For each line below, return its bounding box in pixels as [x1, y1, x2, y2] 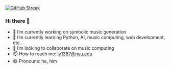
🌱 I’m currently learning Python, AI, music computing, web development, [12, 34, 165, 41]
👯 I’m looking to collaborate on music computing [12, 45, 114, 51]
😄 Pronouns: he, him [12, 58, 57, 64]
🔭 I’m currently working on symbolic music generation [12, 29, 127, 35]
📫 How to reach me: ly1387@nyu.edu [12, 51, 93, 57]
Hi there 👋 [5, 17, 31, 24]
